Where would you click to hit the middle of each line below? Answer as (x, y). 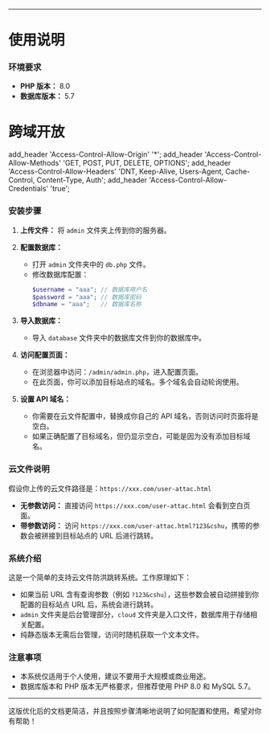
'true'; (60, 189)
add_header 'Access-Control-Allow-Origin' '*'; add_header (106, 154)
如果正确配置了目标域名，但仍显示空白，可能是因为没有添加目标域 (141, 436)
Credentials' (29, 189)
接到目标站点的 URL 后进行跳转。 (103, 535)
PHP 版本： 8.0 (45, 86)
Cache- (238, 172)
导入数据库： (41, 321)
